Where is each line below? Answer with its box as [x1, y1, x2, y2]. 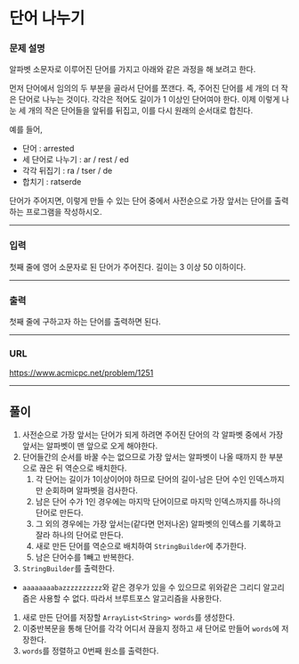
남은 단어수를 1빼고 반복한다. [35, 552, 134, 562]
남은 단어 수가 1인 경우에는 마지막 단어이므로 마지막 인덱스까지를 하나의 [35, 496, 282, 507]
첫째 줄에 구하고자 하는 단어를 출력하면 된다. [9, 316, 162, 327]
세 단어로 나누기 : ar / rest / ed [21, 154, 129, 165]
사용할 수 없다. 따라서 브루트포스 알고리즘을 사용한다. [38, 594, 222, 604]
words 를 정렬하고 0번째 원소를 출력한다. [21, 645, 159, 656]
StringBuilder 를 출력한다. [21, 563, 116, 574]
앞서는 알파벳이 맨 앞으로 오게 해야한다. [21, 440, 158, 451]
